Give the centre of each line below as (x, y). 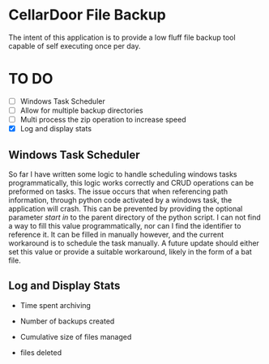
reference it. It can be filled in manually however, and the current (116, 234)
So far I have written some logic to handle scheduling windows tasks (123, 174)
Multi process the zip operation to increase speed (103, 120)
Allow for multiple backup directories (81, 110)
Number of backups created (67, 321)
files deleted (41, 352)
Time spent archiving (56, 305)
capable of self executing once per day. (75, 45)
